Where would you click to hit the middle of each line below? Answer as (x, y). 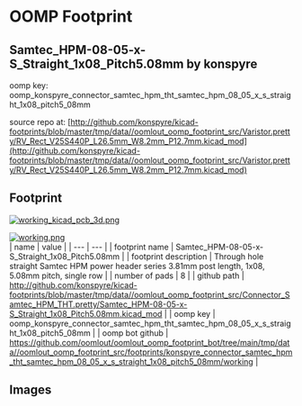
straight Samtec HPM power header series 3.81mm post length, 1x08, (137, 266)
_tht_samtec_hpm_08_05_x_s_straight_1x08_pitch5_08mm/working (131, 361)
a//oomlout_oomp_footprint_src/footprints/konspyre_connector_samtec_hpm (151, 352)
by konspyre (222, 63)
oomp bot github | (135, 333)
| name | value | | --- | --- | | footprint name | (92, 247)
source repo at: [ (40, 122)
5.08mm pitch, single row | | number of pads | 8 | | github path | (127, 275)
